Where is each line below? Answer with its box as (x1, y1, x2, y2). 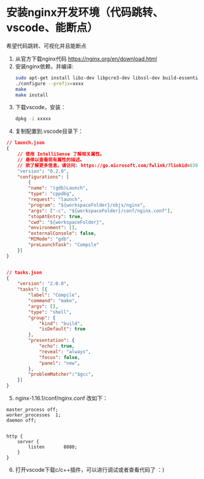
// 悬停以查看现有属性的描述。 (17, 157, 85, 163)
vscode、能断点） (6, 21, 99, 35)
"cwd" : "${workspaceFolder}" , (28, 219, 105, 225)
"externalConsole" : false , (28, 230, 97, 236)
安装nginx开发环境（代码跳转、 (6, 5, 164, 20)
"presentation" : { (28, 338, 75, 344)
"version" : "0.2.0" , (17, 168, 69, 174)
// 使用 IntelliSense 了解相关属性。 (17, 151, 105, 157)
